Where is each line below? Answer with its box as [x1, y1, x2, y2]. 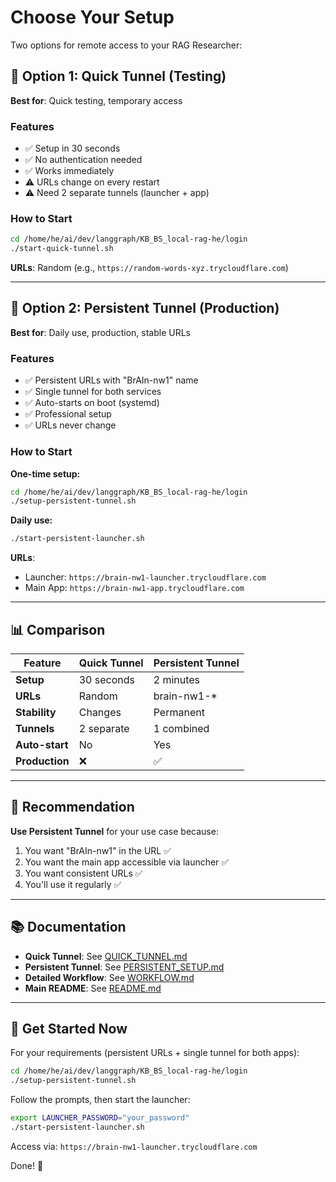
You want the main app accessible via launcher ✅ [24, 856, 230, 868]
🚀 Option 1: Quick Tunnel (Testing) [10, 68, 227, 85]
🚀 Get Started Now [10, 1020, 128, 1037]
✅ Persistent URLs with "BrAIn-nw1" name [24, 374, 199, 386]
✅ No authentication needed [24, 154, 143, 166]
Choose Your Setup [10, 6, 175, 29]
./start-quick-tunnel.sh [10, 244, 114, 254]
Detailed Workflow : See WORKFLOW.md [24, 971, 195, 983]
